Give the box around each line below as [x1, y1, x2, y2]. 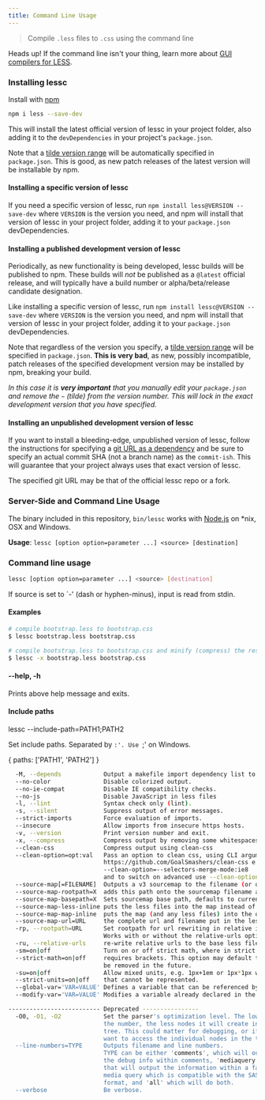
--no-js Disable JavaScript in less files [15, 792, 217, 800]
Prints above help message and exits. [8, 689, 130, 698]
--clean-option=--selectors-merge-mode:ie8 [103, 866, 248, 874]
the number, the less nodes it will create [103, 1019, 248, 1028]
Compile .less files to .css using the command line [27, 33, 195, 43]
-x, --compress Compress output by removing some [15, 836, 217, 845]
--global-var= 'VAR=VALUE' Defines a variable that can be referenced [15, 984, 248, 992]
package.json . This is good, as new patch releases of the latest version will [8, 156, 251, 166]
